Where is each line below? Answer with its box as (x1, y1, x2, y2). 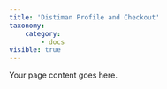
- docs (41, 37, 65, 47)
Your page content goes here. (9, 70, 118, 80)
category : (25, 29, 62, 38)
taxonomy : (9, 21, 46, 30)
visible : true (9, 46, 62, 55)
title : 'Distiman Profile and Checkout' (9, 12, 161, 22)
